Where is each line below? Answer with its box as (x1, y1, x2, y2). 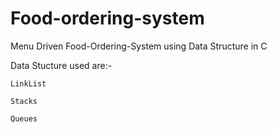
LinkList (10, 78, 47, 89)
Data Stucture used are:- (10, 59, 113, 71)
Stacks (10, 96, 38, 106)
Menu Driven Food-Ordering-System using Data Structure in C (10, 40, 268, 52)
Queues (10, 113, 38, 124)
